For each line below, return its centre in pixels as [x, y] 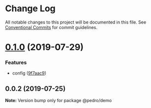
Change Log [30, 9]
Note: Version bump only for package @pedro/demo [59, 101]
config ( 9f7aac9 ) [29, 73]
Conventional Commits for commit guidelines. [51, 27]
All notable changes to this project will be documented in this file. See [76, 22]
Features [16, 63]
